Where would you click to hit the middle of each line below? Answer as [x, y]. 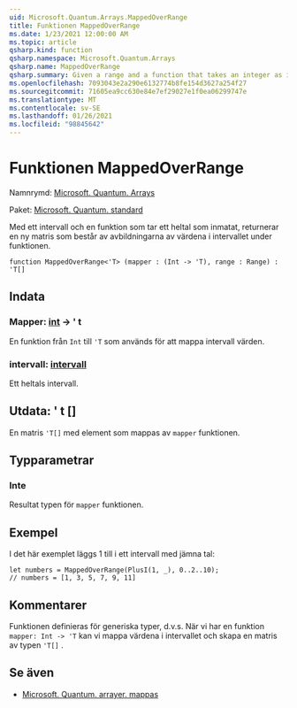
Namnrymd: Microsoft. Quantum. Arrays [82, 192]
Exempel [34, 532]
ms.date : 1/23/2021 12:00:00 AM [69, 34]
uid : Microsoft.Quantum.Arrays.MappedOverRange [99, 17]
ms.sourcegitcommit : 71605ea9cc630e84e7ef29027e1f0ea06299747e [128, 91]
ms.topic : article [43, 42]
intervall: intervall [48, 364]
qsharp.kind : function [51, 50]
